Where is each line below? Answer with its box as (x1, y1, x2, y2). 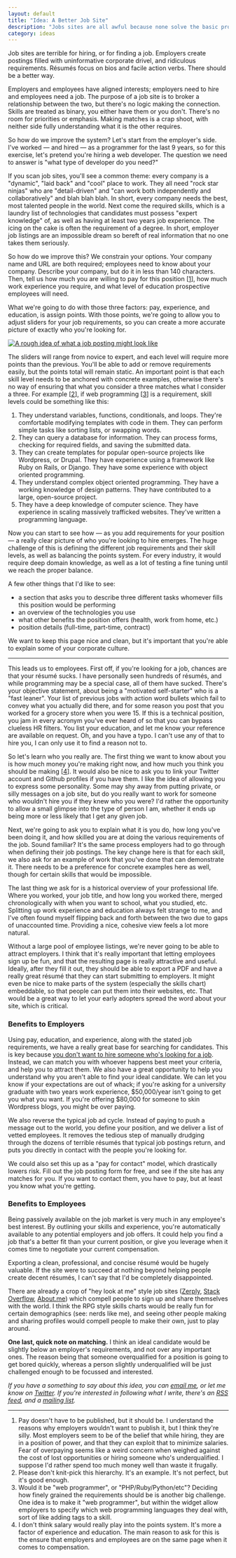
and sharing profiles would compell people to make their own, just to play (8, 1316, 219, 1325)
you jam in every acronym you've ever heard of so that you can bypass (8, 717, 213, 725)
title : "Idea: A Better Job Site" (8, 17, 109, 24)
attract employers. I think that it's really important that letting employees (8, 949, 216, 958)
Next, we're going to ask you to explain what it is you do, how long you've (8, 825, 221, 834)
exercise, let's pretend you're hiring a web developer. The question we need (8, 151, 228, 159)
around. (8, 1324, 31, 1332)
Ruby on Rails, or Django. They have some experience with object (18, 463, 208, 472)
